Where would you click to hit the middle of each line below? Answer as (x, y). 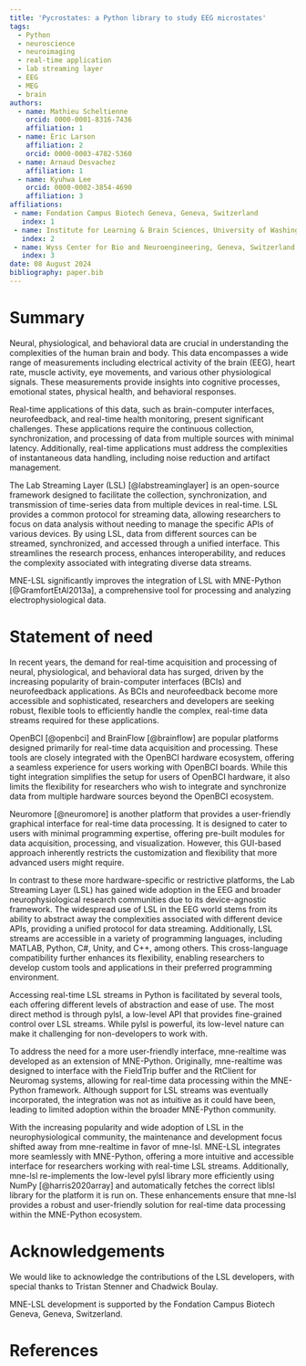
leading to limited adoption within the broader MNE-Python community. (143, 1109)
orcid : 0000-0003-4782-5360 (79, 153)
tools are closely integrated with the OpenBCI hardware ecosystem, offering (152, 757)
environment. (34, 977)
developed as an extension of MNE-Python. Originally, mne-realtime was (146, 1061)
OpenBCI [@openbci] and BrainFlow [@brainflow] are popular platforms (144, 738)
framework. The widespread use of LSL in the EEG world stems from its (143, 909)
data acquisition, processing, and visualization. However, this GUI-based (146, 843)
